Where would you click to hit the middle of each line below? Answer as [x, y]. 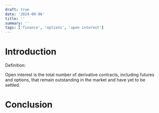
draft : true [17, 9]
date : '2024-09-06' [25, 14]
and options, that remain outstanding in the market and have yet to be [75, 80]
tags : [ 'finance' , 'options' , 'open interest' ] [55, 28]
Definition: [15, 65]
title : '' [15, 19]
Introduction [31, 52]
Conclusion [29, 105]
